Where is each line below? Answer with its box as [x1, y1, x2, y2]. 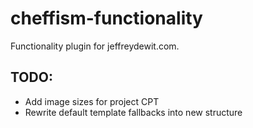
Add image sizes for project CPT [24, 95, 160, 107]
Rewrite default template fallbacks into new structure [24, 106, 243, 118]
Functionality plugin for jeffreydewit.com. [10, 40, 180, 52]
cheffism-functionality [10, 7, 203, 30]
